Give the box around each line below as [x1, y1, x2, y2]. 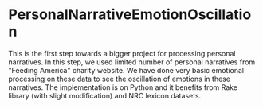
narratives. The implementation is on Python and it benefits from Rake [8, 82, 237, 92]
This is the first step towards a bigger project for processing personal [8, 48, 236, 58]
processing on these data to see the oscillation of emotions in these [8, 74, 231, 83]
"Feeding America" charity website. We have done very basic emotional [8, 65, 245, 75]
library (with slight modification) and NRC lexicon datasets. [8, 91, 202, 100]
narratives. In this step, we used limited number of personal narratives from [8, 57, 256, 67]
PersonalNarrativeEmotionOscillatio [8, 6, 252, 24]
